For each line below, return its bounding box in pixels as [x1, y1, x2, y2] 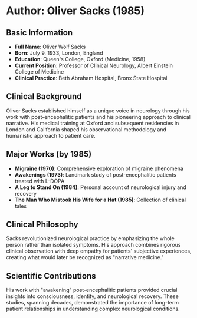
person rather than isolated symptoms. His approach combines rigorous [6, 241, 181, 249]
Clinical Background [6, 91, 82, 101]
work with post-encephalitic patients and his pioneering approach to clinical [6, 113, 191, 120]
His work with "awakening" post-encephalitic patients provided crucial [6, 287, 178, 294]
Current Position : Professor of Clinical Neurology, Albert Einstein [14, 62, 173, 69]
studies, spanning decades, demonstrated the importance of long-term [6, 299, 179, 306]
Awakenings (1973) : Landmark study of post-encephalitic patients [14, 171, 176, 178]
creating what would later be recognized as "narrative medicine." [6, 254, 164, 261]
